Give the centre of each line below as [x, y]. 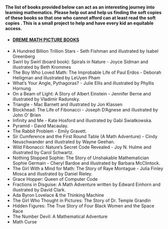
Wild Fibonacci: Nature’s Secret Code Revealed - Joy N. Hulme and [82, 147]
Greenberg [24, 56]
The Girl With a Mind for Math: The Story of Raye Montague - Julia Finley [88, 168]
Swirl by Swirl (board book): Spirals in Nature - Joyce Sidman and [80, 62]
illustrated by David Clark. [39, 190]
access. [14, 28]
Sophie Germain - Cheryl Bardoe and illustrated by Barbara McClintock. [86, 163]
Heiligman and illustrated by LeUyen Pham [56, 77]
